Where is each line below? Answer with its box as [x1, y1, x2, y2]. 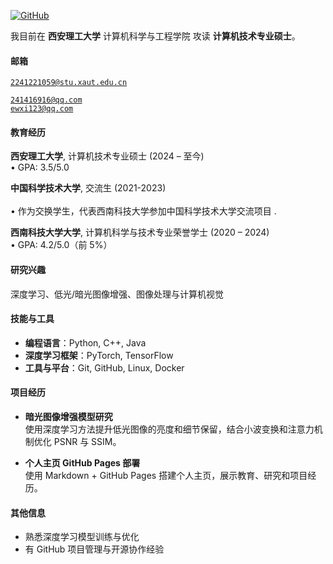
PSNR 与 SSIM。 [53, 436, 122, 448]
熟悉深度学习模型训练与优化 [24, 531, 140, 543]
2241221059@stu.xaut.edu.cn [10, 78, 128, 88]
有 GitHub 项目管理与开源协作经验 [24, 543, 165, 555]
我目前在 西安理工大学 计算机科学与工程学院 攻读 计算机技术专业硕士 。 [10, 30, 301, 42]
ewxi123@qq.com [10, 104, 74, 114]
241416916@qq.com [10, 95, 83, 105]
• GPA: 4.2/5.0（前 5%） [10, 239, 113, 251]
